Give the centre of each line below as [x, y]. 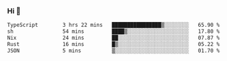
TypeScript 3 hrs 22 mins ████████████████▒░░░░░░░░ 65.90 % [113, 25]
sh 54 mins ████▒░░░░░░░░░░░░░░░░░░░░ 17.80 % [113, 32]
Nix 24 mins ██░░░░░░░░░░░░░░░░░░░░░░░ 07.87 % [113, 38]
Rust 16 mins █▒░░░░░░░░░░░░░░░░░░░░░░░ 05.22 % [113, 44]
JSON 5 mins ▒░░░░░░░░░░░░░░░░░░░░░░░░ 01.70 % [113, 51]
